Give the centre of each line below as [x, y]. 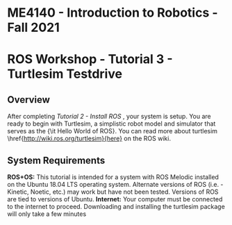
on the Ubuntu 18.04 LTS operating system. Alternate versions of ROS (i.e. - [115, 184]
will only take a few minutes [47, 214]
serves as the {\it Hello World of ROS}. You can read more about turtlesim [112, 131]
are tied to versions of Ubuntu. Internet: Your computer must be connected [115, 199]
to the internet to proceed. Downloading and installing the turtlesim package [116, 207]
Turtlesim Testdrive [65, 74]
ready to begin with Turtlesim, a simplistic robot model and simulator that [111, 124]
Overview [29, 100]
